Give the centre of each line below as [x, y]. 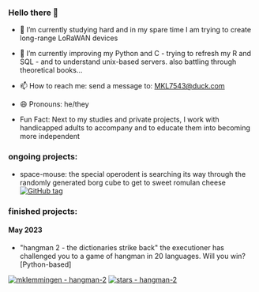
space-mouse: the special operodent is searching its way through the [133, 174]
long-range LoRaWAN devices [69, 38]
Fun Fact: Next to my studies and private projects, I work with [119, 120]
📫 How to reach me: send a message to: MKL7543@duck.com [122, 86]
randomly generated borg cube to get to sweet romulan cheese [123, 182]
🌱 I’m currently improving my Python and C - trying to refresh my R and [135, 54]
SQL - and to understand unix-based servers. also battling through [128, 62]
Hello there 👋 [34, 13]
